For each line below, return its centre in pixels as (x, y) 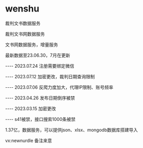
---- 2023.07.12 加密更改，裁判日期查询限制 (50, 76)
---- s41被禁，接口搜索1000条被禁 (40, 119)
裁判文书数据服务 (23, 23)
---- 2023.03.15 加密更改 (31, 108)
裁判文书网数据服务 (25, 34)
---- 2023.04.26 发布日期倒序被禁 (40, 98)
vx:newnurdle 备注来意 (29, 140)
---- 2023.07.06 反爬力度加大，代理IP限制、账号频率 (59, 87)
